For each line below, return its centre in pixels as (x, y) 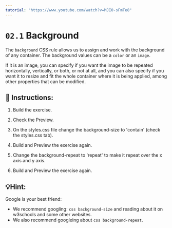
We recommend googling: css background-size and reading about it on (88, 209)
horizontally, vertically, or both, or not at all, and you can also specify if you (85, 70)
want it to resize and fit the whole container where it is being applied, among (86, 76)
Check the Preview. (33, 120)
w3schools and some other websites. (52, 215)
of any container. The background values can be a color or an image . (78, 55)
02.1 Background (42, 35)
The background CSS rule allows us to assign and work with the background (85, 50)
